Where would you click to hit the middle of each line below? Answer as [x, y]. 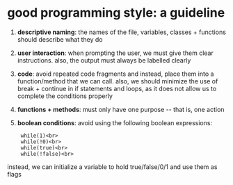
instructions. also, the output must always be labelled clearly [104, 60]
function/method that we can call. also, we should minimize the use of [118, 81]
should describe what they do [60, 39]
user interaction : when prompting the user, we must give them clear [115, 53]
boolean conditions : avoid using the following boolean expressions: [115, 122]
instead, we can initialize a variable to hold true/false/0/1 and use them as [112, 167]
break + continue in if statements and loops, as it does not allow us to [117, 88]
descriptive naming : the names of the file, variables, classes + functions [121, 32]
